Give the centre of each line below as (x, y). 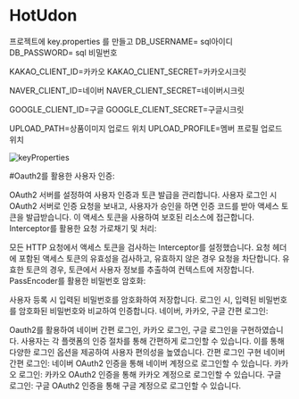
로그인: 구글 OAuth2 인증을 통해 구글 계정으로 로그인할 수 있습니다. (125, 386)
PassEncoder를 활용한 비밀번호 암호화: (78, 280)
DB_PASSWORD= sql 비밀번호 (63, 52)
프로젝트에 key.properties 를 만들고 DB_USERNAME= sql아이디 (121, 41)
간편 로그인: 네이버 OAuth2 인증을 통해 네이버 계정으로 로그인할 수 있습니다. (141, 363)
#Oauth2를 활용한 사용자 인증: (62, 176)
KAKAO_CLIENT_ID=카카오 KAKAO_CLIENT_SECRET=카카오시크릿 (128, 71)
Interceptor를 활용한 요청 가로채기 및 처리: (83, 228)
